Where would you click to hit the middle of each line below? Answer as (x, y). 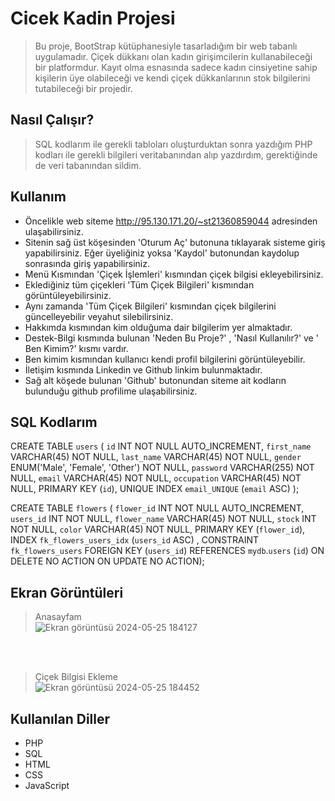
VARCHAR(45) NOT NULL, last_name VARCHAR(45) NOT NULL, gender (156, 457)
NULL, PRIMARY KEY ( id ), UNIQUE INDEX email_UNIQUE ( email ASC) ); (155, 489)
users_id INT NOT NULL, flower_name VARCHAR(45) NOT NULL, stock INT (163, 519)
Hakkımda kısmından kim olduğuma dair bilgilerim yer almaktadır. (158, 327)
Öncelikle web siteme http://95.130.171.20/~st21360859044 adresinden (171, 221)
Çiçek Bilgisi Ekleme (76, 677)
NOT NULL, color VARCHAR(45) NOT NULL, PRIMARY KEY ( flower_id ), (158, 529)
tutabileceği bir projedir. (83, 88)
